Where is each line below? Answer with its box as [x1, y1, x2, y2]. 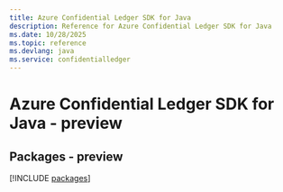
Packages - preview [9, 149, 123, 164]
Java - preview [9, 114, 123, 133]
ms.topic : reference [9, 38, 87, 48]
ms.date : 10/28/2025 [9, 30, 87, 39]
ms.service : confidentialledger [9, 55, 131, 64]
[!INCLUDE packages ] [9, 173, 91, 183]
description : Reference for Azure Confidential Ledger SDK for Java [9, 22, 272, 31]
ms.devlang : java [9, 47, 75, 56]
